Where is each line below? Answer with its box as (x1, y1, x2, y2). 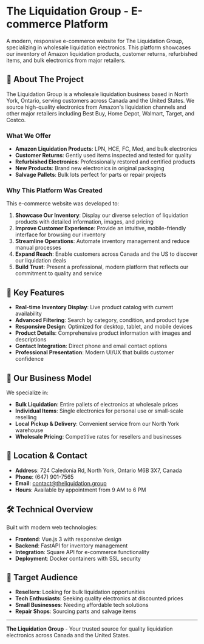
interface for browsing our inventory (15, 231, 106, 238)
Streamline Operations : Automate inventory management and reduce (15, 238, 190, 245)
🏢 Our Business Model (6, 372, 92, 383)
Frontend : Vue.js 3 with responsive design (15, 535, 122, 543)
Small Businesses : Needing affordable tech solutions (15, 601, 149, 609)
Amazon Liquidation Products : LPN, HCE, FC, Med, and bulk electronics (15, 145, 197, 152)
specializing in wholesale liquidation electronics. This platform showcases (6, 44, 191, 51)
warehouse (15, 426, 44, 434)
